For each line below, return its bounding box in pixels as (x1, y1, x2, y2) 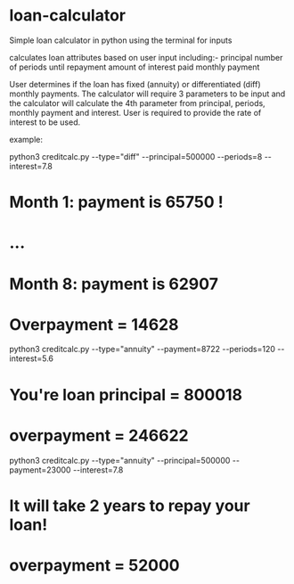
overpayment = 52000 (9, 555, 180, 575)
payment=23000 (9, 465, 71, 475)
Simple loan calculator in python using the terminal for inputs (9, 35, 233, 45)
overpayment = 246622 (9, 425, 189, 446)
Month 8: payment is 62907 (9, 274, 218, 294)
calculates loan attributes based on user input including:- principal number (9, 52, 283, 62)
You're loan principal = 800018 (9, 384, 243, 405)
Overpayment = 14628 (9, 314, 179, 334)
